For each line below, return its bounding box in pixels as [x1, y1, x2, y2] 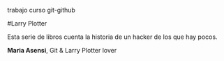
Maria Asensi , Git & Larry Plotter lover [7, 46, 117, 54]
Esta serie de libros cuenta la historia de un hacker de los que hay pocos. [7, 33, 218, 41]
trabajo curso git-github [7, 6, 75, 14]
